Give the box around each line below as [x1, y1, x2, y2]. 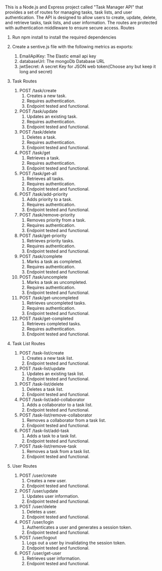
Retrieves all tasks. [26, 176, 65, 181]
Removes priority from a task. [26, 217, 86, 223]
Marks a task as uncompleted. [26, 279, 88, 285]
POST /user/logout [19, 535, 57, 540]
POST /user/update [19, 488, 58, 494]
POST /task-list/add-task [19, 428, 70, 433]
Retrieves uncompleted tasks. [26, 300, 87, 306]
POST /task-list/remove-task [19, 443, 77, 449]
